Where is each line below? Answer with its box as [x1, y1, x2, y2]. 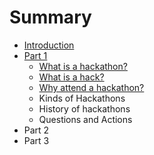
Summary [9, 6, 92, 29]
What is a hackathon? [38, 60, 128, 72]
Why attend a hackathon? [38, 81, 145, 93]
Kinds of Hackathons [38, 92, 126, 104]
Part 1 [23, 49, 48, 61]
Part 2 [23, 124, 50, 136]
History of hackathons [38, 102, 131, 115]
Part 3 [23, 134, 50, 146]
